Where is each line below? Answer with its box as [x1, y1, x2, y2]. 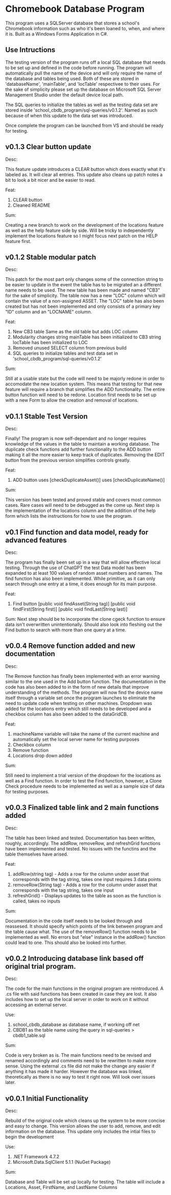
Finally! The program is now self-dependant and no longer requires [5, 435, 146, 442]
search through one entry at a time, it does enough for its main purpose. [5, 581, 157, 587]
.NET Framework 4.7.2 [12, 1154, 60, 1160]
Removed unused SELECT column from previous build [12, 345, 127, 351]
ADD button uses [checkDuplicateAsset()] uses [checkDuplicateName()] [12, 477, 165, 483]
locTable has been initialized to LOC [12, 339, 88, 346]
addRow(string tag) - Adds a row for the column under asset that [12, 871, 149, 877]
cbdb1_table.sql [12, 1032, 46, 1039]
